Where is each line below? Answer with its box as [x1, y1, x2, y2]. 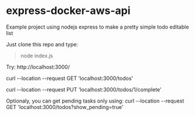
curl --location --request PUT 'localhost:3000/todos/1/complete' [6, 86, 162, 93]
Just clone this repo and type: [6, 41, 78, 48]
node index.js [20, 52, 53, 59]
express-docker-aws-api [6, 4, 131, 17]
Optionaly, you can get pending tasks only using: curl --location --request [6, 97, 184, 104]
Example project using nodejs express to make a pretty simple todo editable [6, 23, 189, 30]
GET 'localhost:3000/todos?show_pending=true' [6, 103, 124, 110]
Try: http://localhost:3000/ [6, 63, 70, 71]
